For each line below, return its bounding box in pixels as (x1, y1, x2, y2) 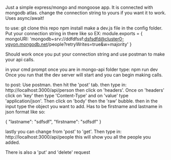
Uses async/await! (5, 15, 44, 21)
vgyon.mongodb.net (5, 41, 48, 47)
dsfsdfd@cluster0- (84, 36, 124, 42)
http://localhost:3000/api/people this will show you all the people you (5, 134, 151, 140)
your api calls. (5, 57, 35, 63)
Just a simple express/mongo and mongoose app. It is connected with (5, 5, 153, 10)
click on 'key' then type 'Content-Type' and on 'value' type (5, 93, 129, 98)
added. (5, 140, 20, 145)
